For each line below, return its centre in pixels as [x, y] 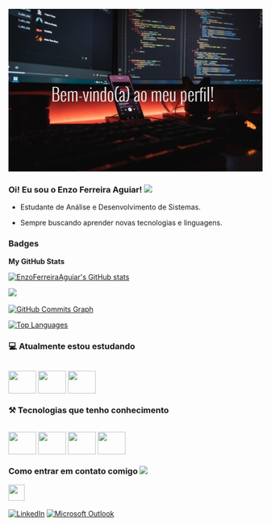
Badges [23, 244]
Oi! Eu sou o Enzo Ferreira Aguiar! [75, 189]
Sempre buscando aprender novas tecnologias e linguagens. [121, 223]
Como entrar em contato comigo [73, 471]
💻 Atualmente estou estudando [72, 346]
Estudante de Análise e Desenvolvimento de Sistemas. [110, 207]
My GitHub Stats [37, 261]
